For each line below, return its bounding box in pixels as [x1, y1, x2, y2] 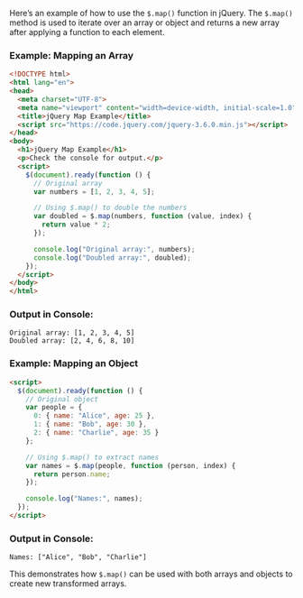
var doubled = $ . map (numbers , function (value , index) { [32, 212, 252, 221]
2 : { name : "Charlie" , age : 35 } [32, 428, 160, 437]
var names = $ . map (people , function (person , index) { [25, 461, 236, 470]
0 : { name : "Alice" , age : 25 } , [32, 411, 155, 420]
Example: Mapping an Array [9, 49, 133, 61]
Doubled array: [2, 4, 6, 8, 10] [9, 336, 135, 345]
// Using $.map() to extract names [25, 453, 160, 462]
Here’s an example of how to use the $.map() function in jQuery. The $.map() [9, 8, 293, 18]
